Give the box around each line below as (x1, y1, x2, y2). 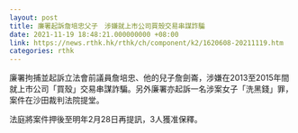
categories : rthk (9, 47, 75, 56)
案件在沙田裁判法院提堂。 (9, 95, 104, 106)
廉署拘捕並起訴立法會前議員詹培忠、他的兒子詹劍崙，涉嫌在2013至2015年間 (9, 73, 290, 84)
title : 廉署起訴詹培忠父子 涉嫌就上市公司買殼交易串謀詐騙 (9, 22, 205, 31)
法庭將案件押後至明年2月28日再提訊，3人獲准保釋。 (9, 114, 203, 125)
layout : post (9, 13, 59, 22)
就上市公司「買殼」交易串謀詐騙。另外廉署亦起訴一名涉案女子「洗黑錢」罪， (9, 84, 293, 94)
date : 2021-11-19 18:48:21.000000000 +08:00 (9, 30, 179, 39)
